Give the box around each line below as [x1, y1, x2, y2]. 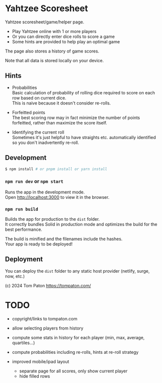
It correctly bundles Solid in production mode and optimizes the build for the [5, 222, 158, 227]
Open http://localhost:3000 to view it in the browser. [5, 194, 110, 200]
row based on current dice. [12, 95, 66, 101]
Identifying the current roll [12, 129, 65, 135]
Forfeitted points [12, 109, 45, 115]
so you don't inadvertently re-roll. [12, 139, 79, 145]
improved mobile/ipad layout [12, 358, 69, 365]
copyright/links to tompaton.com [12, 315, 78, 321]
